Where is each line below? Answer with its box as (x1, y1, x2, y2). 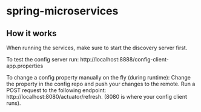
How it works (6, 28, 57, 39)
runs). (6, 99, 21, 107)
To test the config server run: (6, 56, 79, 63)
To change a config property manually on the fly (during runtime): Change (6, 74, 191, 81)
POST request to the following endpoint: (6, 87, 107, 94)
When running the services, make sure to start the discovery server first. (6, 44, 188, 51)
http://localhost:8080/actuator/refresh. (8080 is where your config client (6, 93, 188, 100)
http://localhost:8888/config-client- (80, 56, 170, 63)
